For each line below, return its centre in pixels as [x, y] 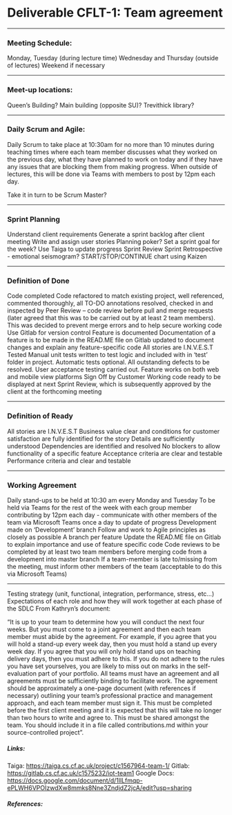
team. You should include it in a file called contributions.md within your [108, 725]
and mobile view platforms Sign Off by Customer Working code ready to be [114, 377]
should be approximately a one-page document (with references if [102, 688]
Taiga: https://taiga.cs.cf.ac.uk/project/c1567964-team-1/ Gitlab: [98, 765]
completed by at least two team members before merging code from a [107, 552]
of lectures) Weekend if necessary [56, 65]
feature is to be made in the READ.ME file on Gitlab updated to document [110, 340]
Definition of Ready [40, 416]
